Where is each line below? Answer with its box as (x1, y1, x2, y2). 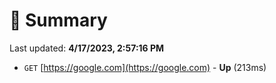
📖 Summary (9, 9, 108, 32)
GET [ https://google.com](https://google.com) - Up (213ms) (23, 61, 267, 73)
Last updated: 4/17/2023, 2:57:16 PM (9, 42, 165, 54)
